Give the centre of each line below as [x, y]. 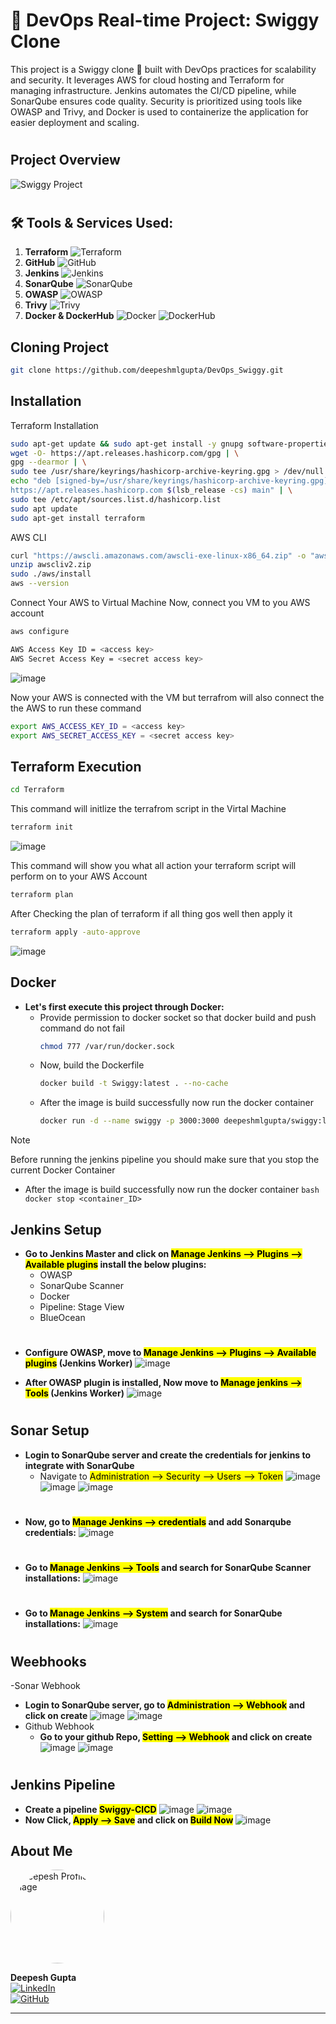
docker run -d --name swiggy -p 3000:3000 [129, 1121]
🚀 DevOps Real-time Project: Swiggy [165, 20]
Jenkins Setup [56, 1229]
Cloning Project [59, 347]
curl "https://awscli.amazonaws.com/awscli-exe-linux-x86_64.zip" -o [158, 555]
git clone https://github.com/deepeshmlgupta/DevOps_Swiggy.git [147, 370]
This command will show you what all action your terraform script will [153, 865]
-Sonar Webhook [45, 1685]
